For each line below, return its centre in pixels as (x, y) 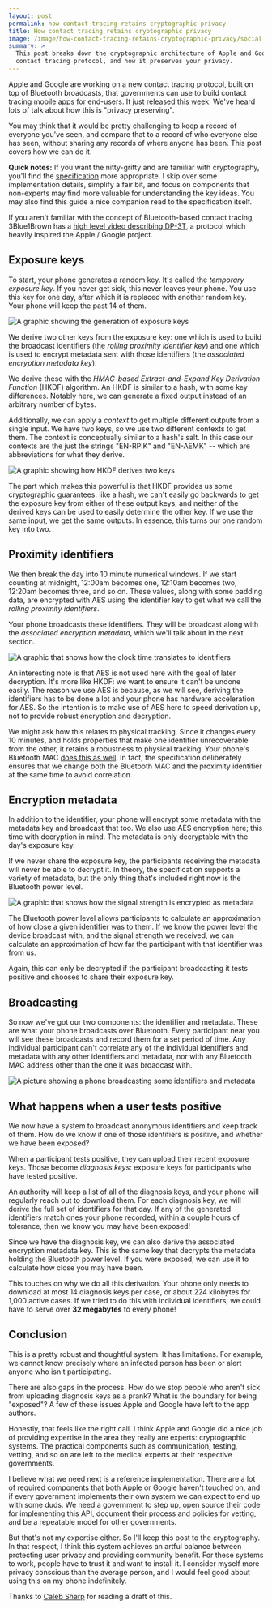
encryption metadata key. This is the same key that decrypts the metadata (132, 1250)
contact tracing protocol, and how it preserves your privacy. (124, 62)
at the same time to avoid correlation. (70, 774)
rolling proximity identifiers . (54, 608)
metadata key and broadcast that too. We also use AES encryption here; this (136, 828)
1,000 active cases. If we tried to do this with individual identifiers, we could (134, 1300)
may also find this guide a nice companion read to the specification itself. (130, 201)
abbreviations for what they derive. (67, 454)
